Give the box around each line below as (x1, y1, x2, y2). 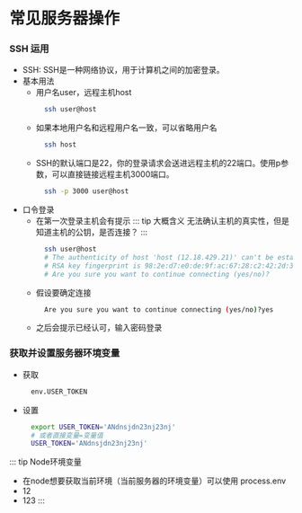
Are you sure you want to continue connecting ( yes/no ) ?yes (43, 305, 274, 314)
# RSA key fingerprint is (43, 261, 141, 270)
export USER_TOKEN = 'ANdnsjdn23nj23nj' (31, 422, 176, 431)
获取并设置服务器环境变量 (9, 347, 120, 359)
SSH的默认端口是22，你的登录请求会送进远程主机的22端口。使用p (35, 158, 281, 169)
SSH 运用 (9, 42, 49, 55)
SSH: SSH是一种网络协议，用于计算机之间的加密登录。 (22, 65, 225, 75)
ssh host (43, 140, 77, 149)
